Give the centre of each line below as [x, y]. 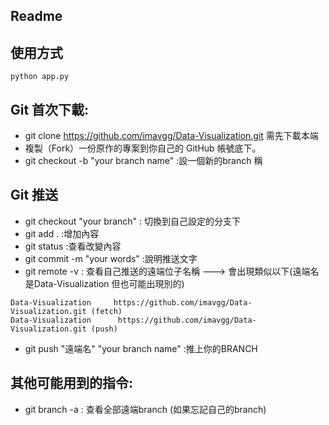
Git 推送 [34, 195]
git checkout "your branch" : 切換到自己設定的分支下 [132, 221]
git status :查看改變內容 [73, 246]
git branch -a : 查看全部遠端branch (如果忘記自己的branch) [145, 409]
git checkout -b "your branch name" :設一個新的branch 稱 [143, 161]
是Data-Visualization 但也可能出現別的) [104, 283]
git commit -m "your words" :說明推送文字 [111, 258]
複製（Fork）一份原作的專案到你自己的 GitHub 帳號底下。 [143, 148]
